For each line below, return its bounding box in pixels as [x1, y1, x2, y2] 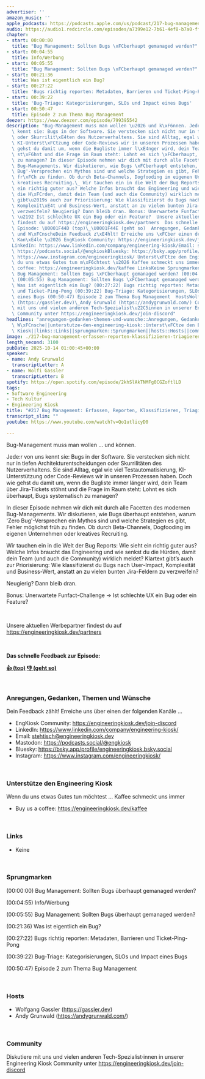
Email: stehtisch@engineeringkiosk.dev [15, 732, 115, 740]
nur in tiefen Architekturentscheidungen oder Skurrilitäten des [6, 459, 162, 467]
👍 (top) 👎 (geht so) [6, 664, 57, 671]
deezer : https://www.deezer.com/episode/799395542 [6, 117, 138, 123]
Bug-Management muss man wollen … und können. [6, 441, 136, 448]
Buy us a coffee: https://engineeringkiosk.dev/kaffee [15, 805, 148, 812]
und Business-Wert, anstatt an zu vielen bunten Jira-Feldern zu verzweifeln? [6, 568, 199, 575]
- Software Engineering [6, 390, 67, 397]
